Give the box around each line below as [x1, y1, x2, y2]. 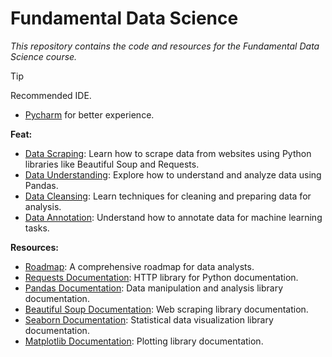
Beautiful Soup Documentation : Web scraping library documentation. [24, 303, 309, 315]
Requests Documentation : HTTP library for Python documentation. [24, 271, 299, 283]
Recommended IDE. [10, 89, 92, 101]
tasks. [24, 222, 50, 234]
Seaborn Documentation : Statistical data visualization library [24, 313, 274, 326]
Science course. [10, 50, 78, 62]
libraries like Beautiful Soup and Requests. [24, 158, 200, 170]
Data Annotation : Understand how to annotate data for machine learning [24, 211, 323, 223]
